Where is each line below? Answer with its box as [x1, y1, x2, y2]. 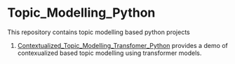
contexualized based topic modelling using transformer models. [17, 49, 202, 57]
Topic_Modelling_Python [7, 5, 156, 21]
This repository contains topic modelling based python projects [7, 28, 191, 36]
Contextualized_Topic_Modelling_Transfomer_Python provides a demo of [17, 41, 228, 49]
